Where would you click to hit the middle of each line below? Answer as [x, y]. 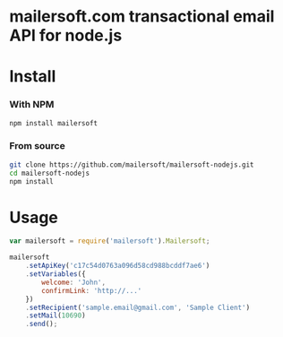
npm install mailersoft [54, 123]
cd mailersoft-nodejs [50, 173]
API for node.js [66, 35]
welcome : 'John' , [73, 282]
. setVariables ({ [56, 274]
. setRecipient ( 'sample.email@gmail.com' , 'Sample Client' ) [138, 307]
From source [37, 146]
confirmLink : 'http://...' [92, 290]
